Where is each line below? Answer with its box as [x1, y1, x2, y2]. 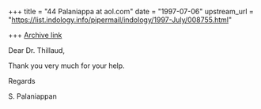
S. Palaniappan [8, 92, 57, 101]
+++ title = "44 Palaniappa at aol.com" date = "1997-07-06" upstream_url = [8, 7, 255, 16]
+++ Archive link [8, 31, 62, 39]
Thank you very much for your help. [8, 61, 125, 70]
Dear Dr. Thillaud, [8, 46, 66, 54]
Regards [8, 77, 36, 85]
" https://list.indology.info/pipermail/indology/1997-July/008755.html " [8, 15, 233, 24]
